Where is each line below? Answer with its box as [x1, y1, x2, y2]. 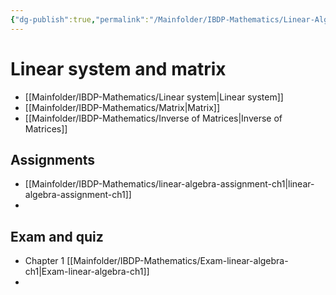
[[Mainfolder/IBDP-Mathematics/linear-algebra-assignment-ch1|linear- [24, 178, 315, 190]
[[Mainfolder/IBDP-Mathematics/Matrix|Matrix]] [24, 101, 221, 113]
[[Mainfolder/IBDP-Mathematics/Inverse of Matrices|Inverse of [24, 112, 283, 124]
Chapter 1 [24, 255, 65, 267]
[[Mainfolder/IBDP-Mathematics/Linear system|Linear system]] [24, 91, 284, 103]
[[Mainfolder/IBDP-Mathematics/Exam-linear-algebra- [66, 255, 289, 267]
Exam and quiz [10, 228, 104, 245]
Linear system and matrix [10, 57, 227, 80]
